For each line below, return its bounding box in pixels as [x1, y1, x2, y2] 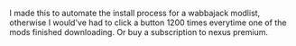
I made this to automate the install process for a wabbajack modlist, [9, 8, 261, 18]
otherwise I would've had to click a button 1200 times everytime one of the [9, 17, 287, 28]
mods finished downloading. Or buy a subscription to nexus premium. [9, 27, 269, 37]
